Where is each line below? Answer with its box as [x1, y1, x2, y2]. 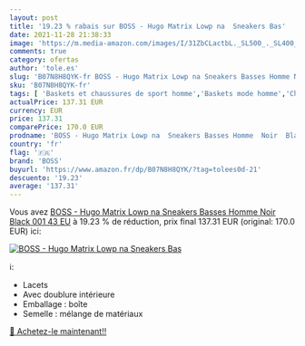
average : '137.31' [9, 182, 79, 191]
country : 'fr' [9, 139, 64, 149]
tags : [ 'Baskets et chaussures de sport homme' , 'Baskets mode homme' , [9, 89, 286, 98]
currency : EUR [9, 106, 64, 115]
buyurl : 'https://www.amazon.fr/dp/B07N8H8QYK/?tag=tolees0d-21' [9, 165, 261, 174]
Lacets [22, 280, 48, 291]
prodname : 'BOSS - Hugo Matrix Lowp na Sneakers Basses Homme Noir [9, 131, 279, 140]
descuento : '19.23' [9, 173, 84, 182]
